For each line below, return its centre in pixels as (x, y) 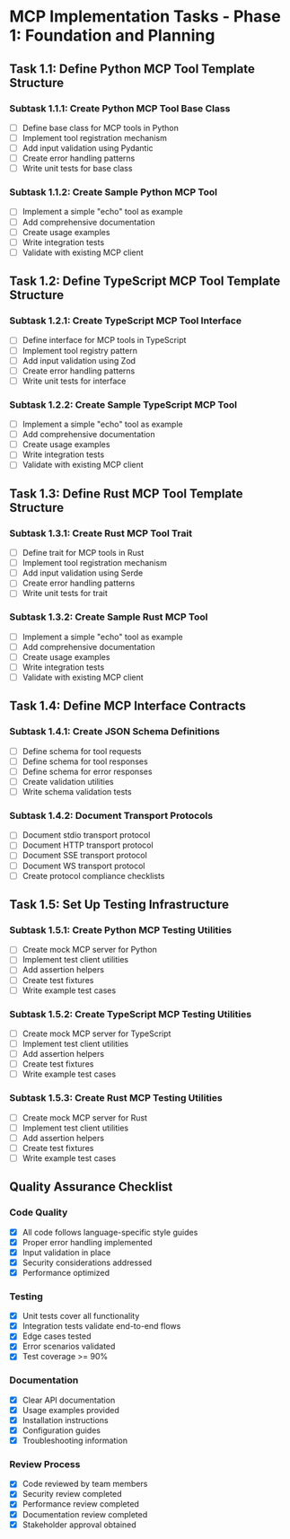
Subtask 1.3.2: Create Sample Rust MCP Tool (109, 617)
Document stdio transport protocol (86, 835)
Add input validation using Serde (83, 573)
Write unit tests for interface (74, 381)
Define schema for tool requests (82, 751)
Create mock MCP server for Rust (85, 1117)
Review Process (45, 1464)
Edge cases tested (57, 1336)
